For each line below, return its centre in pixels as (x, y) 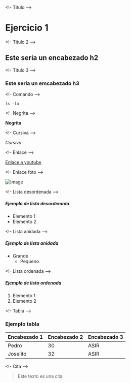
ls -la (12, 104)
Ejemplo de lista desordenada (37, 203)
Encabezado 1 (25, 337)
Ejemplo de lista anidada (32, 243)
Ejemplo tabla (22, 324)
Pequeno (30, 261)
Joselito (17, 354)
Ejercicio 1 (27, 28)
